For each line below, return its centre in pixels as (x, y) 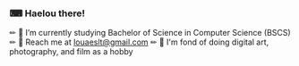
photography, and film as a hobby (71, 52)
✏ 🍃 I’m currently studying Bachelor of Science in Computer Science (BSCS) (150, 33)
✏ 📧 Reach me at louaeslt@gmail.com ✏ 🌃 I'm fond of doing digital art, (139, 42)
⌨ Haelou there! (47, 13)
